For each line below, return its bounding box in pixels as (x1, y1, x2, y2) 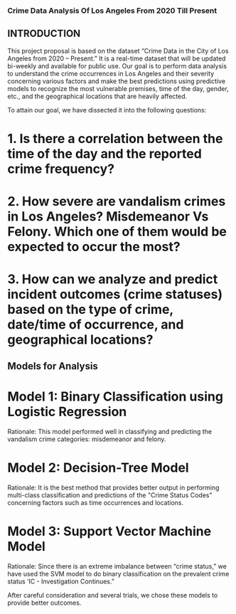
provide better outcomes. (7, 598, 82, 607)
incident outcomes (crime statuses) (7, 287, 222, 302)
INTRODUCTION (7, 28, 81, 40)
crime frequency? (7, 161, 115, 176)
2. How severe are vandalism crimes (7, 194, 226, 210)
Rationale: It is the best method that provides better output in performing (7, 483, 220, 492)
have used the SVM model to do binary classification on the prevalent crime (7, 569, 230, 578)
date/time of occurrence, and (7, 317, 184, 333)
